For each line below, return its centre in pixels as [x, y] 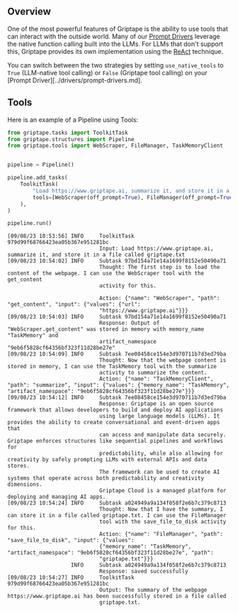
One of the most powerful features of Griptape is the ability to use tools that [118, 28]
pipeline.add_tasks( [38, 178]
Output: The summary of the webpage [153, 590]
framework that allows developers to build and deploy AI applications [115, 410]
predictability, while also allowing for [161, 453]
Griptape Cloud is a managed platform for [163, 491]
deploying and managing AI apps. [57, 497]
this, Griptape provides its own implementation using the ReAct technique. [115, 51]
